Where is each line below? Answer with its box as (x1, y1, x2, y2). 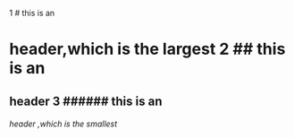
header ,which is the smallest (9, 118, 118, 129)
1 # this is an (9, 8, 55, 18)
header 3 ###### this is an (9, 93, 163, 108)
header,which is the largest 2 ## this (9, 39, 286, 59)
